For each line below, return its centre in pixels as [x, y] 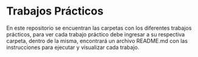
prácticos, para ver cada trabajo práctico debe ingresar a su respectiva [96, 34]
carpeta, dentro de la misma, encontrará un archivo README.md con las [97, 41]
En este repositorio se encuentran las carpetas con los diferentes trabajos [99, 28]
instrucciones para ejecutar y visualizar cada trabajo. [73, 47]
